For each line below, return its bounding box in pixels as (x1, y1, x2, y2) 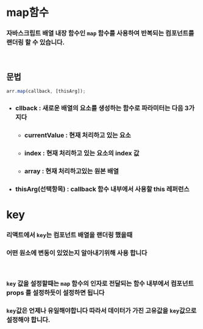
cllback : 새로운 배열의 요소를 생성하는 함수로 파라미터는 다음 (15, 104, 183, 113)
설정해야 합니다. (6, 316, 51, 324)
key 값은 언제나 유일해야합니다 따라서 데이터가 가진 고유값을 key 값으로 (6, 306, 197, 315)
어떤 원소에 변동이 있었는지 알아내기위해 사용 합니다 (6, 248, 148, 257)
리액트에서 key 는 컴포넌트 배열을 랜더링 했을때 (6, 231, 133, 239)
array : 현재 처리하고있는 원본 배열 (24, 166, 119, 175)
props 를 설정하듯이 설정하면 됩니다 (6, 289, 105, 297)
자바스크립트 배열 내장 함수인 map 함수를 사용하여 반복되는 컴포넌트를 (6, 29, 194, 37)
